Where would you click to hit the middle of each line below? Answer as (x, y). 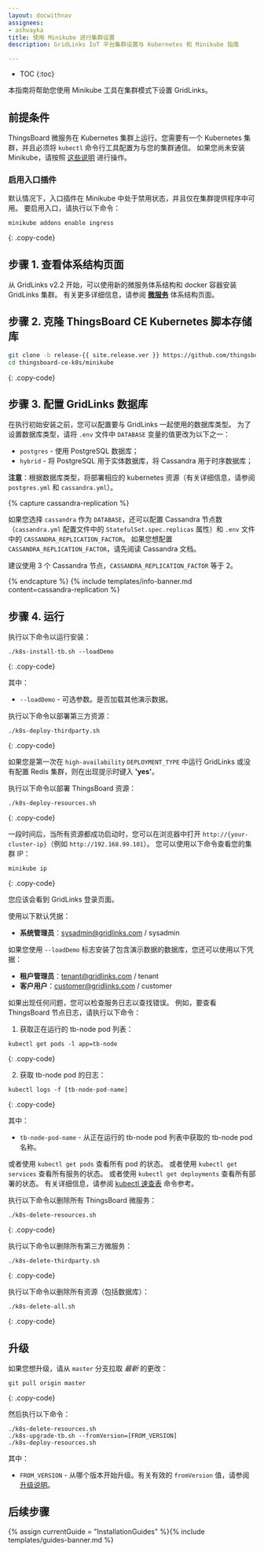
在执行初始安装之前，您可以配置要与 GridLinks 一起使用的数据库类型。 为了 (130, 425)
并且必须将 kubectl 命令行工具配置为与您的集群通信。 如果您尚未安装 (133, 147)
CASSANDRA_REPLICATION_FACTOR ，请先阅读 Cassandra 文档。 (104, 549)
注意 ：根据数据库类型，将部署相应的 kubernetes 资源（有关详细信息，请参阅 (132, 477)
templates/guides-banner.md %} (61, 1539)
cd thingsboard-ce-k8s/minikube (61, 363)
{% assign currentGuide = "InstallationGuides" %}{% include (107, 1532)
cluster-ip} (27, 845)
